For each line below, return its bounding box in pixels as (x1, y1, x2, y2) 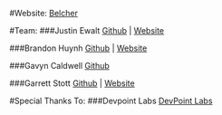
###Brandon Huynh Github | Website (9, 43, 148, 53)
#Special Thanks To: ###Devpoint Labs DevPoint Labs (9, 95, 213, 106)
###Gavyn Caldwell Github (9, 61, 111, 71)
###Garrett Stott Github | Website (9, 78, 135, 89)
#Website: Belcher (9, 8, 79, 18)
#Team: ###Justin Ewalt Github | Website (9, 25, 165, 35)
